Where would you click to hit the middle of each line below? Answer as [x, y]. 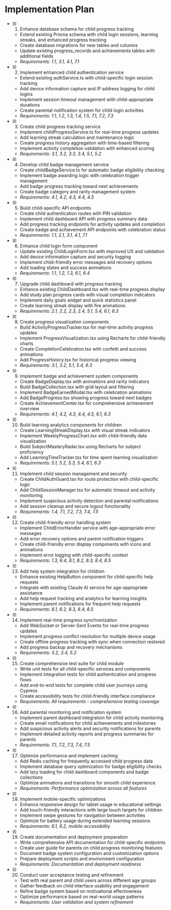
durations [30, 105]
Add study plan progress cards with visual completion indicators [87, 294]
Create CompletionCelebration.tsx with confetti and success [83, 349]
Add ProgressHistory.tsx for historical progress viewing [78, 360]
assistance [31, 593]
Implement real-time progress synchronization [68, 620]
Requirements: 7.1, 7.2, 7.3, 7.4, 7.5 [55, 745]
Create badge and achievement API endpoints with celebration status [93, 229]
